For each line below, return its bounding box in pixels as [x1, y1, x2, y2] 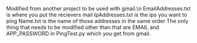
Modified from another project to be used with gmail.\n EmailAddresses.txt [6, 5, 191, 12]
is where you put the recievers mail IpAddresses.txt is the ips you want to [6, 11, 187, 18]
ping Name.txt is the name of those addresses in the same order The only [6, 18, 189, 24]
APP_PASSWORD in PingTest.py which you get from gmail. [6, 30, 151, 37]
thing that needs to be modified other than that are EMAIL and [6, 24, 159, 31]
